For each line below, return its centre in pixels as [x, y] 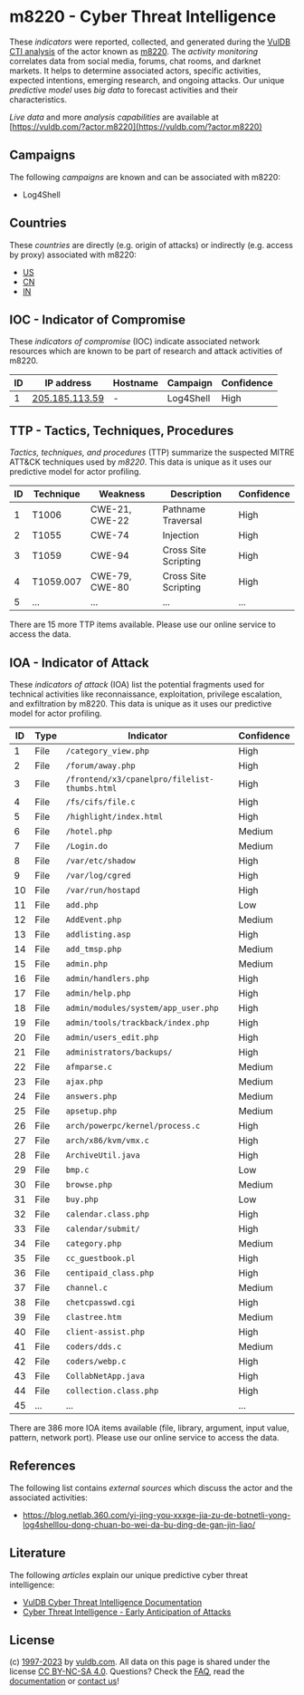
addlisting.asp [98, 934]
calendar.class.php [108, 1214]
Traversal [182, 521]
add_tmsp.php [94, 949]
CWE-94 [109, 556]
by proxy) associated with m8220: [73, 255]
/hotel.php [89, 831]
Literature [38, 1553]
